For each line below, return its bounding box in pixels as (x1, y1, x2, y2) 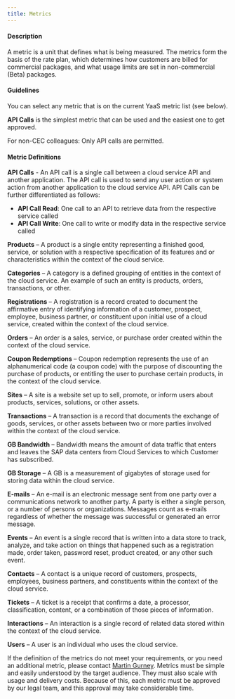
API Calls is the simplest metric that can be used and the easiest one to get (7, 115, 225, 124)
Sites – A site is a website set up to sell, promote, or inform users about (7, 391, 214, 399)
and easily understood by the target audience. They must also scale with (7, 669, 217, 677)
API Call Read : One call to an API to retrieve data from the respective (17, 205, 216, 213)
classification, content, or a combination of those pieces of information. (7, 605, 214, 614)
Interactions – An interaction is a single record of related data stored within (7, 620, 224, 628)
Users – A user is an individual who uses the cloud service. (7, 641, 178, 649)
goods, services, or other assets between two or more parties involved (7, 419, 212, 428)
